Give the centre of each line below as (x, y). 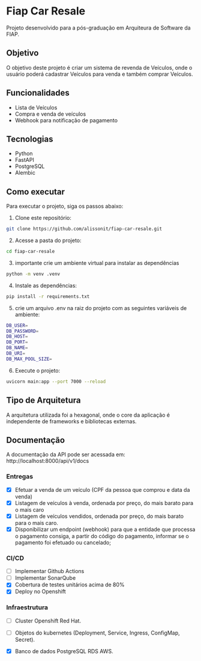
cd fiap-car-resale (31, 252)
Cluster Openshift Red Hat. (48, 621)
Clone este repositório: (43, 218)
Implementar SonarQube (45, 578)
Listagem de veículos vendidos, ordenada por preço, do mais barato (99, 516)
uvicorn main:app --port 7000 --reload (56, 381)
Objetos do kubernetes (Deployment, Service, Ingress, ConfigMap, (97, 633)
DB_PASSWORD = (22, 331)
